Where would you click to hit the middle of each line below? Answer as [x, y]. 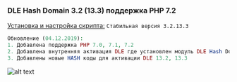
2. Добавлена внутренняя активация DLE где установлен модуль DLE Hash [115, 52]
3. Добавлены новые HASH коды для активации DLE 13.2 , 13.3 [98, 58]
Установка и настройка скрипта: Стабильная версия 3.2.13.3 [98, 26]
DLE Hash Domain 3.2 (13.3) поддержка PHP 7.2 [92, 11]
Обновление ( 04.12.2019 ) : [45, 39]
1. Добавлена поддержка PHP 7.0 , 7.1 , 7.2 [71, 45]
